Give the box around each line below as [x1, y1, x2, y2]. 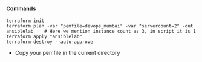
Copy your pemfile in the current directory [15, 49, 120, 57]
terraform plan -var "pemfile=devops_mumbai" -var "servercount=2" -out [6, 23, 194, 29]
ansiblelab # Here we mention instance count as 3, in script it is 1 [6, 29, 197, 35]
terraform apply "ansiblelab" [6, 33, 83, 40]
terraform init [6, 18, 45, 24]
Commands [6, 5, 36, 12]
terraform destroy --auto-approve [6, 39, 94, 45]
